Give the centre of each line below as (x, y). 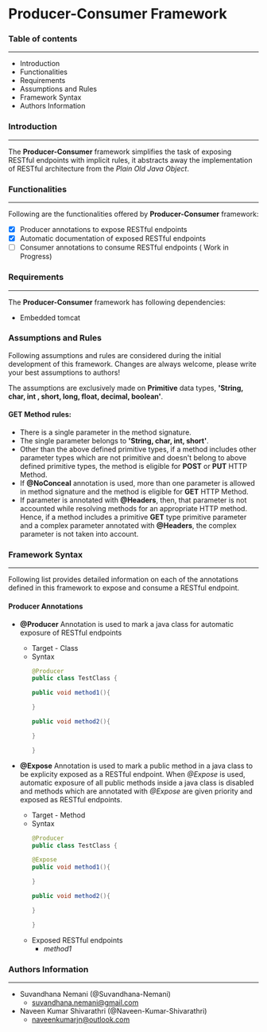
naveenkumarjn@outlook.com (81, 1019)
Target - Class (55, 648)
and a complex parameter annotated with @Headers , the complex (128, 526)
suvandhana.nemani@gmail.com (85, 1002)
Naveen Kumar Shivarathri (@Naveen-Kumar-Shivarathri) (113, 1010)
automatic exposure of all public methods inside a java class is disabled (137, 782)
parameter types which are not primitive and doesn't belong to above (133, 458)
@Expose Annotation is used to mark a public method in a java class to (136, 766)
